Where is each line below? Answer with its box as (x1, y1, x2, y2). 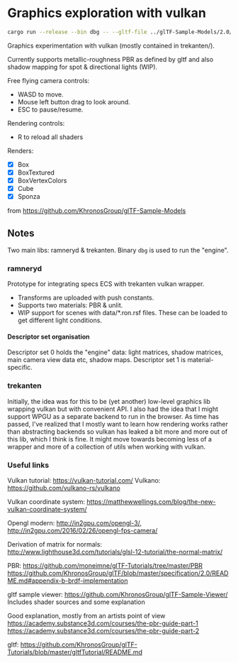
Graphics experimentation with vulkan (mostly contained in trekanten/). (7, 41, 215, 50)
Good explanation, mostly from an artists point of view (7, 612, 166, 620)
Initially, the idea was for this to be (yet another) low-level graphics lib (7, 397, 211, 405)
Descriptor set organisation (7, 332, 90, 341)
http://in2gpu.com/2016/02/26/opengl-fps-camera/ (7, 527, 158, 535)
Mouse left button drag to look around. (17, 97, 131, 106)
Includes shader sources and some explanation (7, 598, 145, 606)
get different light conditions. (17, 316, 103, 324)
